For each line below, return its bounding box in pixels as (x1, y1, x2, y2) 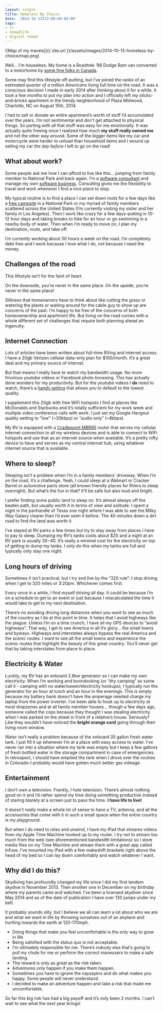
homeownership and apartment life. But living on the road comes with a (5, 312, 148, 318)
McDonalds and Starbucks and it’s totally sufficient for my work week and (5, 405, 153, 411)
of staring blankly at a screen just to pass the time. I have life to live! (5, 797, 143, 803)
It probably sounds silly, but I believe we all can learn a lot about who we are (5, 909, 158, 915)
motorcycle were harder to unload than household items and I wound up (5, 138, 150, 144)
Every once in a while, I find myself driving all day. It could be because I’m (5, 589, 153, 595)
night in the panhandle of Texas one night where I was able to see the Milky (5, 508, 157, 514)
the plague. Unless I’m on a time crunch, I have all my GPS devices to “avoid (5, 620, 158, 625)
